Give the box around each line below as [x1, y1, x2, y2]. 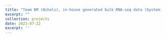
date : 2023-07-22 [5, 21, 41, 26]
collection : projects [5, 16, 50, 21]
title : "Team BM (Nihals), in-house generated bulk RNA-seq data [5, 7, 142, 12]
